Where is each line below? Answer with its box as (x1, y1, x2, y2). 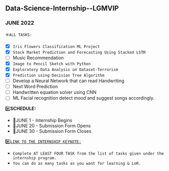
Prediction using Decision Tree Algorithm (12, 73, 105, 78)
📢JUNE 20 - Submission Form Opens (12, 123, 91, 129)
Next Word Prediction (12, 84, 58, 90)
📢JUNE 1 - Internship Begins (12, 117, 73, 124)
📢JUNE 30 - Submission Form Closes (12, 128, 92, 134)
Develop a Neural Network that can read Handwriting (12, 78, 125, 84)
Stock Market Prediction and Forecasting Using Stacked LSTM (12, 50, 146, 55)
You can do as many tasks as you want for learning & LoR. (12, 161, 141, 166)
